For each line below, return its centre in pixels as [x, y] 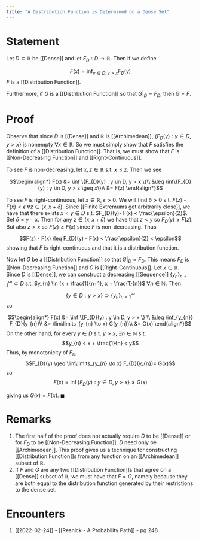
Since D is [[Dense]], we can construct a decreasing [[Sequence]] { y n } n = [97, 275]
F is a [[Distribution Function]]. [44, 82]
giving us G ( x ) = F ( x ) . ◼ [36, 395]
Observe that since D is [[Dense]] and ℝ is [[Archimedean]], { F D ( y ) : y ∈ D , [99, 137]
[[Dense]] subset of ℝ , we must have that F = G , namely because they [101, 477]
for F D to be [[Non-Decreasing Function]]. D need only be [86, 443]
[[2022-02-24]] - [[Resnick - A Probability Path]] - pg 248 [86, 530]
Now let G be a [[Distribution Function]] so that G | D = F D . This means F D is [98, 260]
